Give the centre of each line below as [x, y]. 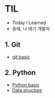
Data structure [27, 90]
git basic [21, 57]
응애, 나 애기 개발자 [31, 29]
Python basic [26, 85]
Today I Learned [29, 23]
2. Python [20, 73]
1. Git [13, 45]
